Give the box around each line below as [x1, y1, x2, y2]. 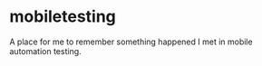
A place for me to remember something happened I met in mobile [9, 36, 253, 47]
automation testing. [9, 45, 82, 56]
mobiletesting [9, 6, 116, 27]
